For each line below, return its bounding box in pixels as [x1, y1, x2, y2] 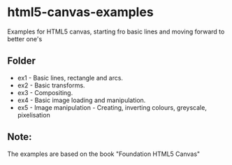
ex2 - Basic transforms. [17, 81, 85, 89]
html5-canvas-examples [7, 4, 154, 20]
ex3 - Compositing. [17, 88, 73, 96]
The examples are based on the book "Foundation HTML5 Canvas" [7, 150, 201, 158]
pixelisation [17, 110, 50, 119]
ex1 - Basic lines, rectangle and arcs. [17, 73, 124, 82]
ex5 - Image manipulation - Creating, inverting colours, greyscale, [17, 103, 208, 112]
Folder [7, 55, 36, 67]
